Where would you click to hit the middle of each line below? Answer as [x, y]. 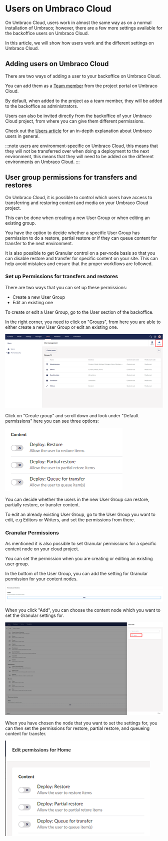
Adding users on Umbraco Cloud [57, 64]
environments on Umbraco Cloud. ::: [42, 162]
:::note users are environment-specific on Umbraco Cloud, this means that [82, 146]
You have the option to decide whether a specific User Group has [72, 233]
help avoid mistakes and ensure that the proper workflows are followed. [79, 264]
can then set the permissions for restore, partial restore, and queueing [77, 728]
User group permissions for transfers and [71, 177]
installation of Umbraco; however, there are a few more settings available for [84, 28]
